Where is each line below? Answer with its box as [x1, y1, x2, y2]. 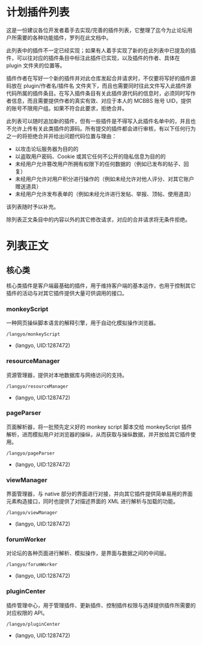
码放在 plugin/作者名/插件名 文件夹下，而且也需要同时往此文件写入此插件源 [6, 82, 192, 89]
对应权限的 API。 [6, 609, 48, 616]
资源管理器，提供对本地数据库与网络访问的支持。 [6, 371, 127, 379]
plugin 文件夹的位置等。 [6, 61, 66, 69]
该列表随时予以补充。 [6, 203, 59, 210]
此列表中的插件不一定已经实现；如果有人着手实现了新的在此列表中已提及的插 [6, 46, 196, 54]
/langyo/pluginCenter [6, 621, 61, 627]
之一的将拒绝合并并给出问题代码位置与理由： [6, 132, 117, 139]
